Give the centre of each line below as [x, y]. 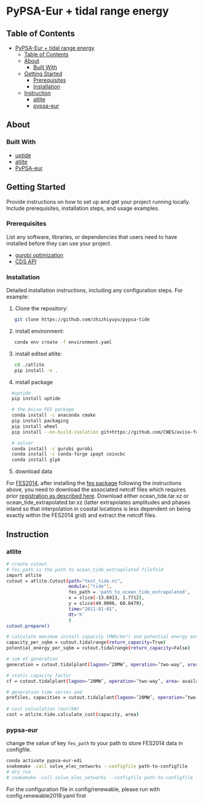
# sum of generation [32, 659]
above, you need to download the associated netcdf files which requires [96, 490]
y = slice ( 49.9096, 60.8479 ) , [107, 604]
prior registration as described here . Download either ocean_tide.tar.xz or [98, 496]
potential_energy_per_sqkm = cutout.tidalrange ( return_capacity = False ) [98, 648]
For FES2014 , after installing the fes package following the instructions [94, 483]
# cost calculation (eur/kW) [43, 709]
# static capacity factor [39, 676]
